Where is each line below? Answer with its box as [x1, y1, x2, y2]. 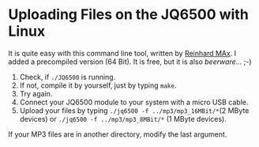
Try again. [19, 89, 53, 98]
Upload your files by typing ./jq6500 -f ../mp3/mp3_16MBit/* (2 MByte [19, 105, 250, 115]
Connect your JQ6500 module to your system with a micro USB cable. [19, 97, 249, 107]
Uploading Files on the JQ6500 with [8, 6, 249, 24]
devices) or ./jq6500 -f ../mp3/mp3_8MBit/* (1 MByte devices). [19, 114, 227, 123]
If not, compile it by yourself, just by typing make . [19, 81, 177, 90]
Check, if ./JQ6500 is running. [19, 72, 116, 81]
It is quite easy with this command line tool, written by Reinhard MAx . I [8, 48, 237, 58]
